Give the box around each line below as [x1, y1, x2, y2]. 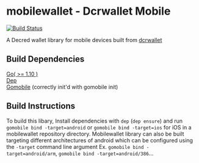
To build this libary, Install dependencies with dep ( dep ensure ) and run [6, 117, 183, 125]
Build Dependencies [6, 54, 85, 65]
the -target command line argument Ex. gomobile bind [6, 143, 144, 150]
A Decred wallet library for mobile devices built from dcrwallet [6, 36, 162, 43]
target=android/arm [6, 151, 56, 157]
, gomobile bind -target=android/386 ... [55, 150, 154, 157]
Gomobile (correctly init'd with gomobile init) [6, 83, 118, 90]
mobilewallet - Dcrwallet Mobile [6, 4, 171, 18]
